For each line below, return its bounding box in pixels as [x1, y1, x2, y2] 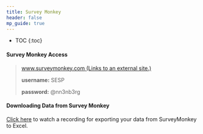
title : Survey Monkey [6, 9, 62, 15]
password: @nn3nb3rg [21, 88, 80, 95]
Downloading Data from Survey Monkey [6, 102, 110, 110]
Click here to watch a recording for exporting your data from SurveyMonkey [6, 115, 197, 122]
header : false [6, 15, 43, 21]
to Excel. [6, 122, 29, 129]
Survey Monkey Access [6, 51, 68, 58]
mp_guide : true [6, 20, 45, 26]
